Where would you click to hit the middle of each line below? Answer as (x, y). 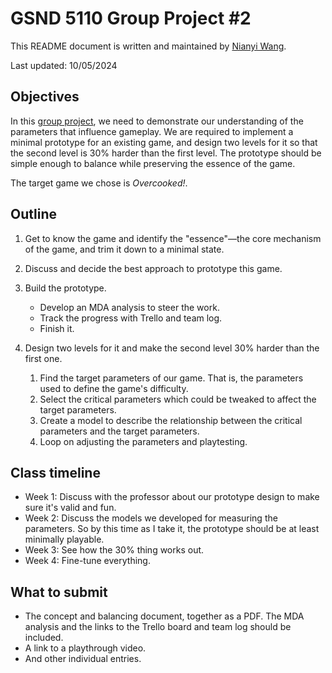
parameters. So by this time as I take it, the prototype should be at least (172, 529)
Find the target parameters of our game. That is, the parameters (171, 378)
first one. (43, 358)
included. (44, 638)
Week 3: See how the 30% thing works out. (114, 550)
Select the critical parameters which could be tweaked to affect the (178, 399)
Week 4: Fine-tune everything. (87, 561)
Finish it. (57, 328)
